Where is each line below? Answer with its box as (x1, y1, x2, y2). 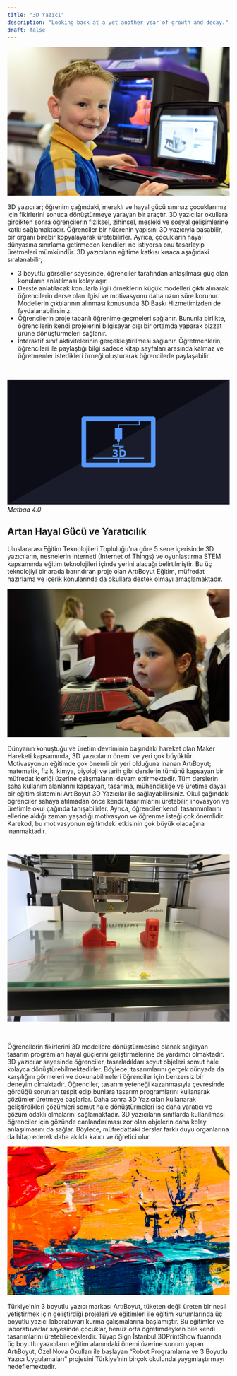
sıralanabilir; (7, 255, 43, 264)
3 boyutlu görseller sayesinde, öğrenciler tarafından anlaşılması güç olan (17, 269, 229, 277)
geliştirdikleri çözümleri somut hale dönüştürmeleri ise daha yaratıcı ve (7, 1102, 213, 1111)
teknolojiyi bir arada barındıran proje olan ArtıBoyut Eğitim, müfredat (7, 567, 205, 575)
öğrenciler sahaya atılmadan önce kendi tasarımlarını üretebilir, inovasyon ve (7, 797, 229, 805)
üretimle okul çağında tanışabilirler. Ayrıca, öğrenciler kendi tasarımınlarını (7, 804, 221, 813)
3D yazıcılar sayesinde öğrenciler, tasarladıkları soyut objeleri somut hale (7, 1057, 219, 1066)
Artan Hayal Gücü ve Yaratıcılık (7, 526, 147, 538)
